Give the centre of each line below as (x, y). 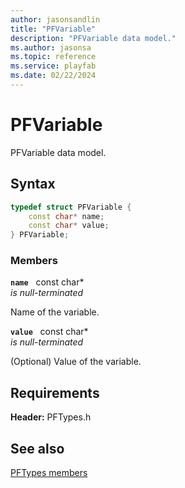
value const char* (49, 332)
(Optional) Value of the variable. (76, 362)
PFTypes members (49, 473)
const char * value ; (69, 226)
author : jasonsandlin (55, 19)
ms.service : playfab (53, 66)
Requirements (55, 392)
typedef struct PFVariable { (71, 207)
